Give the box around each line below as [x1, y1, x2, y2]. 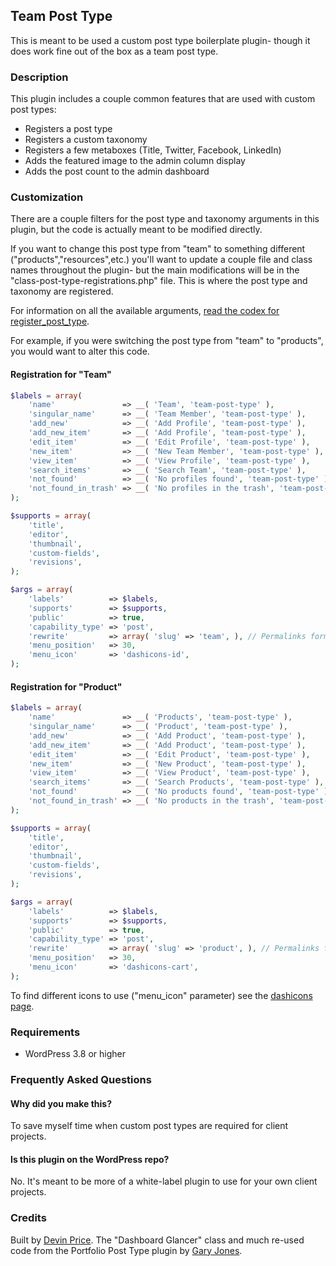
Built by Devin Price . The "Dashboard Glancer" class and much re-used [10, 1234, 305, 1246]
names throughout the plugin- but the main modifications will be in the [10, 264, 300, 276]
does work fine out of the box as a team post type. [10, 45, 219, 57]
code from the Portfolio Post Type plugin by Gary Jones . [10, 1244, 243, 1256]
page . [10, 1000, 35, 1012]
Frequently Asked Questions [10, 1073, 152, 1087]
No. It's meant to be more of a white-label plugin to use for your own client [10, 1175, 318, 1188]
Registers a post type [24, 123, 113, 135]
